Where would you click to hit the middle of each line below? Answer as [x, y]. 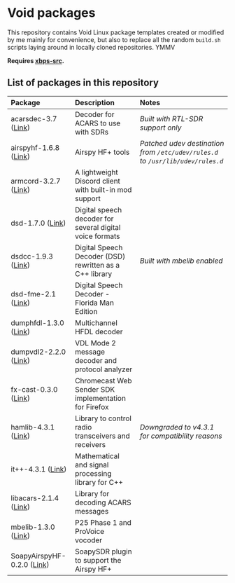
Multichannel [96, 322]
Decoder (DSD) [100, 256]
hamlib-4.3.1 [33, 427]
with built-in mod [103, 189]
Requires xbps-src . [36, 60]
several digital [98, 227]
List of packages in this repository [83, 83]
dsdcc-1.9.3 [32, 256]
